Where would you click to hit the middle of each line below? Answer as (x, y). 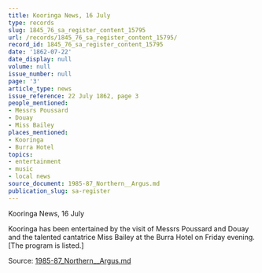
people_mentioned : (38, 103)
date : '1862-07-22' (40, 52)
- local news (30, 177)
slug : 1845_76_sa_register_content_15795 (77, 30)
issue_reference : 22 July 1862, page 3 (74, 96)
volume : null (30, 67)
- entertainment (35, 162)
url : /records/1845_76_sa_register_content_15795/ (93, 37)
